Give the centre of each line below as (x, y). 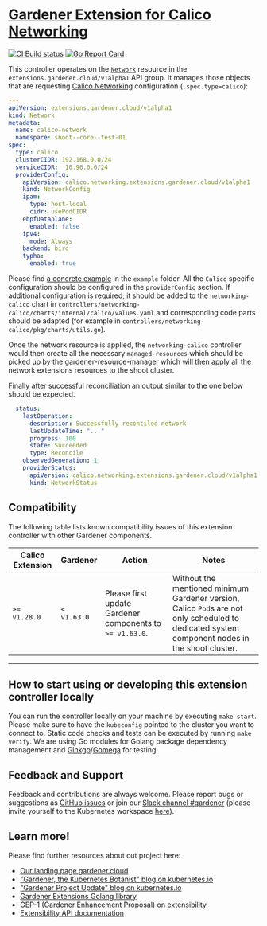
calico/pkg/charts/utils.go (55, 330)
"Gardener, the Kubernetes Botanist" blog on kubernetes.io (116, 879)
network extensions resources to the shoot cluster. (91, 370)
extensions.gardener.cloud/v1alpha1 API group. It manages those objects (129, 77)
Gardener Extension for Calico (110, 15)
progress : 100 (53, 438)
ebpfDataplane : (48, 219)
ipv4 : (32, 234)
